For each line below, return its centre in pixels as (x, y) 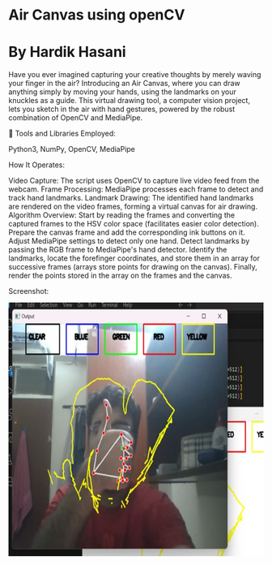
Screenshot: (29, 291)
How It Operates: (37, 165)
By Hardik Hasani (68, 52)
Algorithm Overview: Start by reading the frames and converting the (122, 215)
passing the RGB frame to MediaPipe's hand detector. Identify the (118, 250)
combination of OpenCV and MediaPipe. (76, 118)
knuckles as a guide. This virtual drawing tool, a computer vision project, (130, 101)
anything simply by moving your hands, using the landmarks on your (122, 92)
